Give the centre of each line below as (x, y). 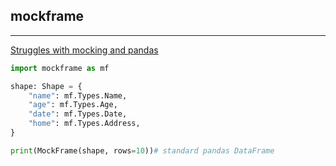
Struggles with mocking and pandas (84, 50)
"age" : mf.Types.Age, (73, 105)
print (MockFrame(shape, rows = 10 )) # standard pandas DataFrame (142, 150)
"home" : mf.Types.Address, (84, 124)
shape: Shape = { (46, 86)
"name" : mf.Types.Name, (78, 95)
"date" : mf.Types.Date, (78, 114)
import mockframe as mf (60, 68)
